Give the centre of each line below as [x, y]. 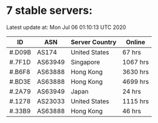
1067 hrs [136, 62]
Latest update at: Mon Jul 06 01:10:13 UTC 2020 [66, 27]
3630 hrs [136, 72]
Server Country [94, 42]
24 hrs [131, 91]
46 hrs [131, 111]
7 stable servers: [49, 11]
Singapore [85, 62]
